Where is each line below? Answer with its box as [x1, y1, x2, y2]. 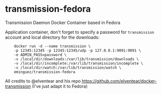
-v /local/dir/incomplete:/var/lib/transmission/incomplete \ [14, 61, 143, 66]
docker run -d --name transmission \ [14, 44, 91, 48]
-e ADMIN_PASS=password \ [14, 52, 67, 57]
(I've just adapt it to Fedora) [31, 83, 88, 89]
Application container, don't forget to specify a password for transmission [5, 29, 154, 35]
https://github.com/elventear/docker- [81, 78, 157, 84]
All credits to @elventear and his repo [5, 78, 81, 84]
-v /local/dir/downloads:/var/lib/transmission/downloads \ [14, 56, 139, 62]
